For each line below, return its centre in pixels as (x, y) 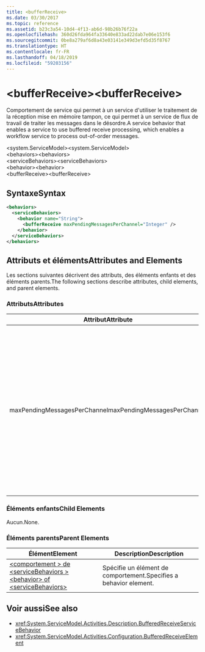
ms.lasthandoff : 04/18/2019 (42, 57)
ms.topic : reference (33, 23)
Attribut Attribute (108, 320)
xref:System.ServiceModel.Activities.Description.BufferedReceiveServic (106, 623)
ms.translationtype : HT (37, 46)
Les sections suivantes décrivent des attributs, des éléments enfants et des (101, 275)
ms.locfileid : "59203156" (39, 63)
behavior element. (128, 583)
